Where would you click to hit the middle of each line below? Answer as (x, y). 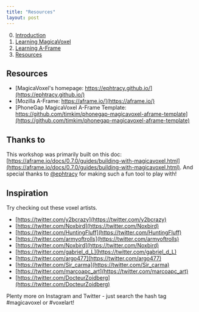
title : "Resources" (31, 12)
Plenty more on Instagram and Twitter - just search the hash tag (86, 296)
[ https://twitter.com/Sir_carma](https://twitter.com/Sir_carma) (92, 264)
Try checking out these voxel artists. (52, 207)
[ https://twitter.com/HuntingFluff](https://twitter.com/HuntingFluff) (98, 232)
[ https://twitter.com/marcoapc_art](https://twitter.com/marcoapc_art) (102, 271)
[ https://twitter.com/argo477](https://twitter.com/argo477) (88, 258)
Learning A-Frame (38, 48)
